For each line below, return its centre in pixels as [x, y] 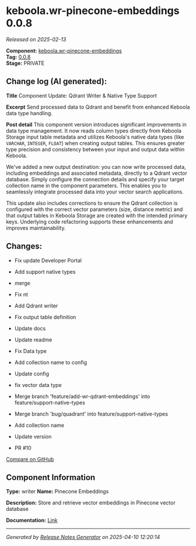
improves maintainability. [36, 228]
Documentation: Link [32, 520]
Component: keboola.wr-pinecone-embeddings [64, 50]
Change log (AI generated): [57, 82]
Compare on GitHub [30, 459]
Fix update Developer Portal [48, 260]
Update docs [30, 328]
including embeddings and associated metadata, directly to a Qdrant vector [97, 173]
